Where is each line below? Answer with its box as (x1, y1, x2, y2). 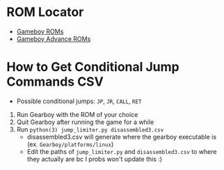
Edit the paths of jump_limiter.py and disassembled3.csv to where (26, 147, 217, 155)
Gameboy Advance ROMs (16, 34, 91, 42)
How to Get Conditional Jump (6, 59, 179, 75)
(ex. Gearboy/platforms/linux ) (26, 140, 114, 148)
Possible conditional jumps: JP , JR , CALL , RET (16, 97, 142, 105)
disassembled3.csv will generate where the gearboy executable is (26, 132, 217, 141)
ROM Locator (6, 4, 84, 20)
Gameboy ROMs (16, 27, 64, 36)
